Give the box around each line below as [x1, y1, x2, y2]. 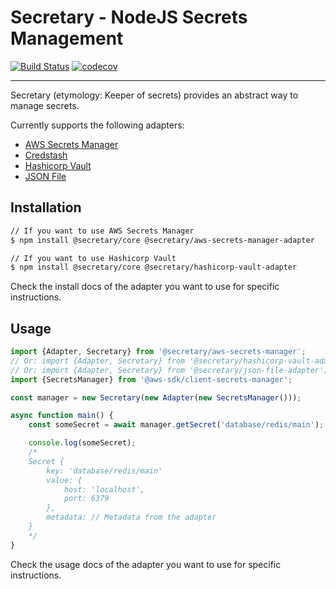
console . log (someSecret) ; [28, 438, 137, 448]
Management [10, 27, 124, 50]
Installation [10, 199, 82, 216]
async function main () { [10, 411, 114, 421]
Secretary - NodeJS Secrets [10, 6, 248, 29]
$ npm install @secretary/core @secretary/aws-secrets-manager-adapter [10, 235, 315, 245]
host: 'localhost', [63, 484, 145, 495]
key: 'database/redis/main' [46, 466, 163, 476]
